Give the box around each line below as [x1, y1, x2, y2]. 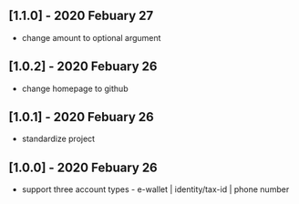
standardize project [21, 133, 96, 145]
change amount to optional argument [21, 32, 161, 43]
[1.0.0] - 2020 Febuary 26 [8, 159, 159, 175]
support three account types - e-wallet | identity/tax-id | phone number [21, 184, 290, 195]
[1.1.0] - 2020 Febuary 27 [8, 8, 154, 24]
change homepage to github [21, 83, 129, 94]
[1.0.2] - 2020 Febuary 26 [8, 59, 158, 75]
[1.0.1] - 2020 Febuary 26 [8, 109, 154, 125]
